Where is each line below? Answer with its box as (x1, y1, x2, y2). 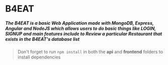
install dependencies (17, 54, 61, 60)
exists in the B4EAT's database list (5, 36, 80, 42)
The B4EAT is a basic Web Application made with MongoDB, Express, (5, 20, 154, 26)
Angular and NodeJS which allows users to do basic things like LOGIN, (5, 25, 156, 31)
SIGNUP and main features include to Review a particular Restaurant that (5, 31, 162, 37)
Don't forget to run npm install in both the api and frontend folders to (17, 49, 163, 55)
